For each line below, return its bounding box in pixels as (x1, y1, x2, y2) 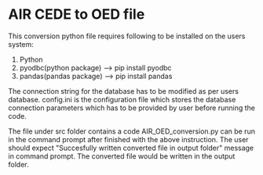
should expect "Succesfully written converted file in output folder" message (8, 143, 254, 152)
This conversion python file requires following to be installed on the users (8, 31, 246, 41)
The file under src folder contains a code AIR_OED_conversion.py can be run (8, 127, 255, 136)
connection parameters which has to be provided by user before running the (8, 103, 255, 112)
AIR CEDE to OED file (8, 5, 145, 23)
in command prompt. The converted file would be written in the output (8, 151, 236, 161)
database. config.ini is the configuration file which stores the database (8, 95, 236, 104)
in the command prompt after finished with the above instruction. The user (8, 134, 249, 144)
